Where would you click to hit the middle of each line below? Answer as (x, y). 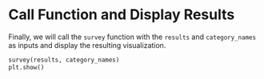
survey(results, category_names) (64, 60)
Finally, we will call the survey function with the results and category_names (132, 37)
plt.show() (26, 67)
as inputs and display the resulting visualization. (87, 45)
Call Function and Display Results (122, 15)
